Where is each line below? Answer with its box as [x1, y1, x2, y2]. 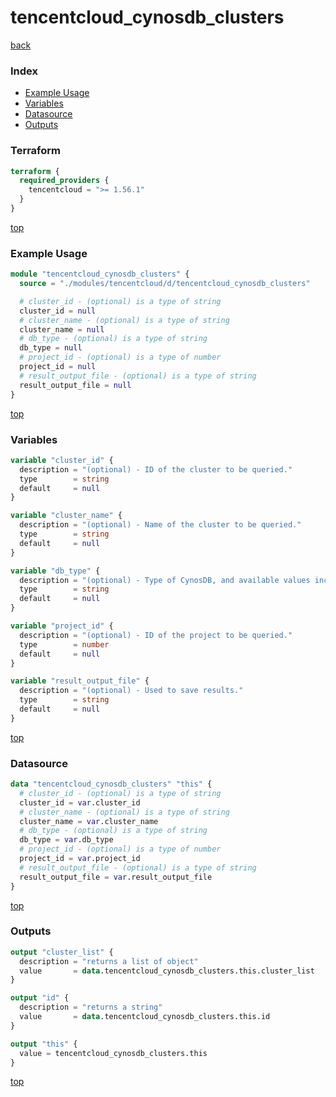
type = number [19, 639, 110, 650]
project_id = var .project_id [19, 854, 141, 864]
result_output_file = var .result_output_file [19, 872, 213, 882]
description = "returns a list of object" [19, 956, 199, 966]
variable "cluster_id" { [10, 455, 114, 465]
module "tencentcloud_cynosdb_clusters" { [10, 269, 190, 280]
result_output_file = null [19, 380, 132, 390]
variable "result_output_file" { [10, 676, 150, 686]
